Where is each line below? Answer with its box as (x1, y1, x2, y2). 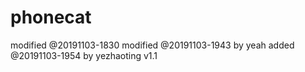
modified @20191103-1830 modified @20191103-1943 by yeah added (10, 39, 295, 51)
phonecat (10, 6, 92, 29)
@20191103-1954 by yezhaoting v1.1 (10, 49, 158, 61)
